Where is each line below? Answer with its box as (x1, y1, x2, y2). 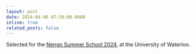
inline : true (6, 19, 38, 25)
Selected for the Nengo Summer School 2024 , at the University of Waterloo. (6, 41, 191, 48)
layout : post (6, 8, 38, 15)
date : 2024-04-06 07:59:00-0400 (6, 14, 85, 20)
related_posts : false (6, 25, 59, 31)
